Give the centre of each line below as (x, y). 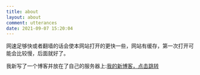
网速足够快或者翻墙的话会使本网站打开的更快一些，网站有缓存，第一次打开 (97, 46)
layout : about (24, 17)
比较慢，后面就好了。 (43, 54)
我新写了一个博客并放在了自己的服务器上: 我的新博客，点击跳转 (83, 66)
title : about (22, 12)
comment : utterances (32, 23)
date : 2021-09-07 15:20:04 (40, 28)
